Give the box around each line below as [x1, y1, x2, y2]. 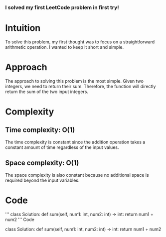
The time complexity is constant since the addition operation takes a [5, 139, 146, 145]
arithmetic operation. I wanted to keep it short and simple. [5, 44, 124, 50]
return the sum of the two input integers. [5, 89, 89, 95]
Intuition [5, 22, 41, 34]
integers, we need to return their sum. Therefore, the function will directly [5, 83, 156, 89]
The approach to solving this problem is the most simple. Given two [5, 78, 144, 84]
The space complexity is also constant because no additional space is [5, 172, 149, 178]
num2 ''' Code [5, 216, 35, 223]
